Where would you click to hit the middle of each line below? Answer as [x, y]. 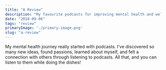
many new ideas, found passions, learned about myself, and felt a [72, 52]
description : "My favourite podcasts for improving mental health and [79, 14]
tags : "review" [21, 23]
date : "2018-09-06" [25, 19]
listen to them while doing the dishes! [43, 62]
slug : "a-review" [23, 33]
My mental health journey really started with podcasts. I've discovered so [80, 47]
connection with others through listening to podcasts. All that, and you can [81, 57]
